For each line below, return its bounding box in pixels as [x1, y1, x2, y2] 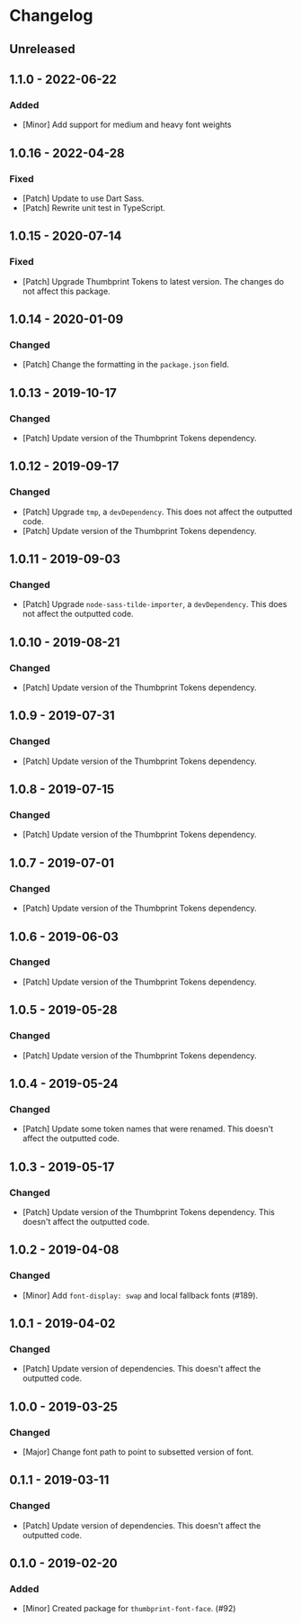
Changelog [9, 5, 93, 26]
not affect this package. [22, 286, 111, 296]
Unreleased [9, 41, 76, 57]
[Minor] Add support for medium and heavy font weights [22, 119, 232, 131]
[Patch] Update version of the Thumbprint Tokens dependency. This [22, 1206, 276, 1217]
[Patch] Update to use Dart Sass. [22, 193, 145, 204]
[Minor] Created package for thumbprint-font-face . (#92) [22, 1603, 236, 1614]
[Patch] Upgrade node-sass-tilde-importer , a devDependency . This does [22, 599, 288, 610]
